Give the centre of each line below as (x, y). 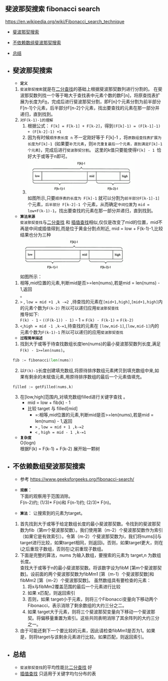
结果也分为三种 (35, 235)
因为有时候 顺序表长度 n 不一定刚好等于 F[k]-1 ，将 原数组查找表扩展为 (95, 137)
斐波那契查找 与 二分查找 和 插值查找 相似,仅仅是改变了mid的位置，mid (89, 222)
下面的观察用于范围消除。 (46, 496)
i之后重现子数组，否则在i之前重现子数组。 (63, 549)
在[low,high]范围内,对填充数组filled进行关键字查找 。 (74, 397)
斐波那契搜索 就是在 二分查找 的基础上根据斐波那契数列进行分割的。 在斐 (91, 89)
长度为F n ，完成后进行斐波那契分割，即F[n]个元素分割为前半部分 (95, 102)
